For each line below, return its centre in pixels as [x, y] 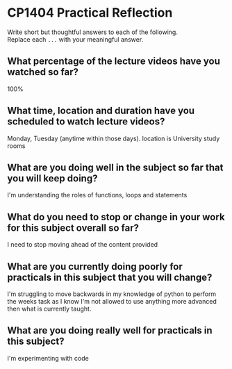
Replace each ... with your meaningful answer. [75, 39]
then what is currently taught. [49, 309]
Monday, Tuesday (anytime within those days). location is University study [114, 138]
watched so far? [43, 72]
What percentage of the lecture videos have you [114, 61]
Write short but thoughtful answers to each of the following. [93, 32]
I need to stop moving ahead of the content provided [83, 245]
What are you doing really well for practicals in [110, 330]
